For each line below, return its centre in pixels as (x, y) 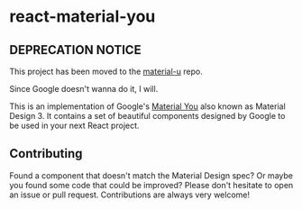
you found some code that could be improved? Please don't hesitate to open (151, 185)
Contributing (46, 154)
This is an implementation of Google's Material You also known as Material (147, 106)
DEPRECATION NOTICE (75, 50)
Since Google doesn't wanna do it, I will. (84, 89)
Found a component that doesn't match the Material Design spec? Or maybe (151, 175)
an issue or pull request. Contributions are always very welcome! (130, 195)
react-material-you (82, 17)
